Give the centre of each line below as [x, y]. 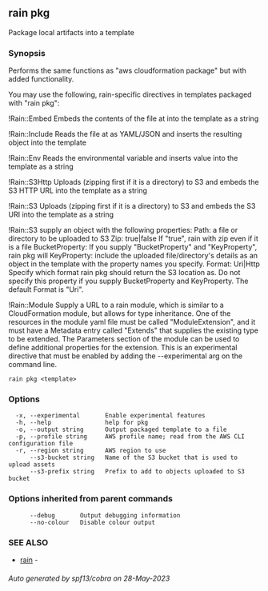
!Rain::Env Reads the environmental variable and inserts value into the [123, 158]
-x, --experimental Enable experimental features [110, 416]
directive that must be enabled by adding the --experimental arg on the [125, 356]
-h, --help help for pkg [82, 423]
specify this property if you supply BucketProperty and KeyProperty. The [129, 281]
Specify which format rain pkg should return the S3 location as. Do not [124, 273]
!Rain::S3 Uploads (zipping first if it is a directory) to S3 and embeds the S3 [132, 206]
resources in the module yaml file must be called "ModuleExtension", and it [132, 322]
